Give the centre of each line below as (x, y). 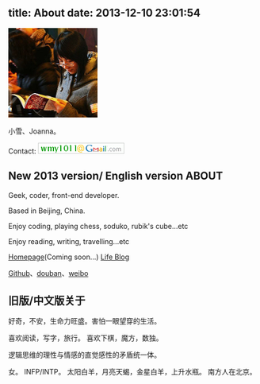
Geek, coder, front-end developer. (64, 195)
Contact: (23, 151)
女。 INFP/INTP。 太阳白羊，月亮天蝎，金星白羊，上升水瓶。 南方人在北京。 (132, 372)
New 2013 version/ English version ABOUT (116, 176)
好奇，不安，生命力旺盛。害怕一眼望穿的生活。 (84, 321)
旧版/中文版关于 (47, 301)
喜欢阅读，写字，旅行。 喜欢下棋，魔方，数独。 (86, 338)
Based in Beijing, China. (47, 211)
